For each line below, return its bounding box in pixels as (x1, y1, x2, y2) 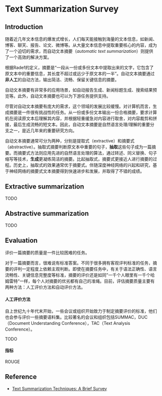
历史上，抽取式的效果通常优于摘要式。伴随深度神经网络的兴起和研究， (13, 162, 153, 168)
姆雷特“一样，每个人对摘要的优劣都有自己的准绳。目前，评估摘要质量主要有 (5, 278, 155, 284)
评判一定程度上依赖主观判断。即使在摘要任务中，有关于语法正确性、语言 (13, 266, 157, 272)
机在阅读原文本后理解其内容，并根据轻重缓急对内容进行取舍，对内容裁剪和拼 (5, 115, 157, 121)
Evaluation (5, 237, 38, 245)
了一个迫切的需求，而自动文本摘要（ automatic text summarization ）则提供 (5, 48, 153, 54)
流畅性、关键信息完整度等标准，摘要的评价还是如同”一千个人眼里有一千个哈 (5, 272, 155, 278)
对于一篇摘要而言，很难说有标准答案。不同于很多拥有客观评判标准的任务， (5, 260, 153, 266)
